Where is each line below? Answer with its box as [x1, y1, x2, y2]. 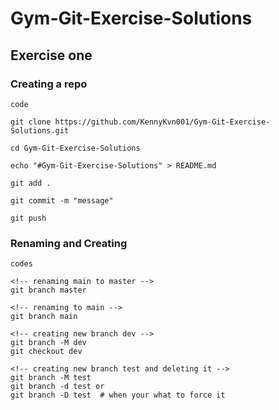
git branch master [10, 285, 87, 296]
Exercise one [10, 47, 93, 64]
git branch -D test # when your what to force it [10, 390, 226, 401]
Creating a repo [10, 77, 88, 91]
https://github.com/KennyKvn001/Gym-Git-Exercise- [54, 117, 271, 127]
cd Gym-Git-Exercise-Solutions [10, 143, 141, 153]
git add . [10, 178, 52, 188]
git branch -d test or [10, 382, 105, 392]
